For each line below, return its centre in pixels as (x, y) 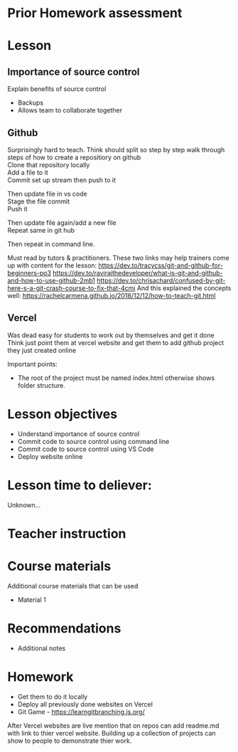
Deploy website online (50, 456)
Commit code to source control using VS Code (86, 449)
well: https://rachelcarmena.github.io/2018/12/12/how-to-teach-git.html (112, 296)
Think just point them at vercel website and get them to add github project (116, 342)
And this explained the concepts (184, 288)
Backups (31, 103)
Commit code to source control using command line (93, 441)
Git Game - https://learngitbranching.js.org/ (81, 711)
